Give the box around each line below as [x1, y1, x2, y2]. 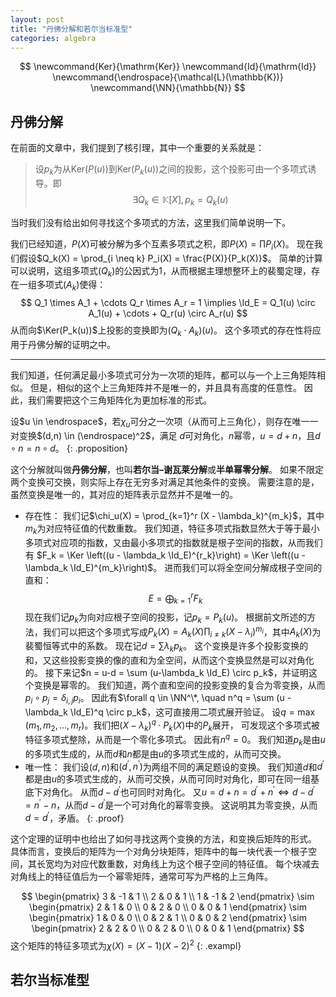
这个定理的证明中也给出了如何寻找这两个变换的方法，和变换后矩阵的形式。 [10, 833, 317, 845]
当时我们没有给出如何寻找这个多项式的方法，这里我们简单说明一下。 [10, 216, 291, 228]
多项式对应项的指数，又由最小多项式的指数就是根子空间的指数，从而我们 [24, 536, 323, 548]
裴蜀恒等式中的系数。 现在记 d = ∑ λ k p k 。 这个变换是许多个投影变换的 [24, 640, 309, 655]
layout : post [10, 14, 65, 25]
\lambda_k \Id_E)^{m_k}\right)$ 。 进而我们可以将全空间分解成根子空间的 [24, 561, 323, 573]
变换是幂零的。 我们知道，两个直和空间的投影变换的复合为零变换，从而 [33, 679, 326, 691]
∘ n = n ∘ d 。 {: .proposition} [10, 442, 129, 454]
